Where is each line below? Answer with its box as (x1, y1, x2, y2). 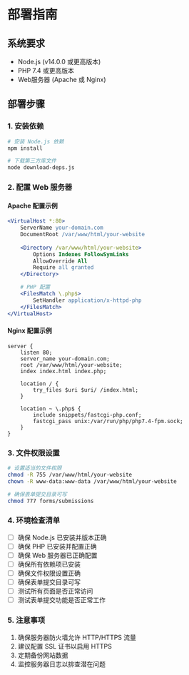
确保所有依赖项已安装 (17, 559, 81, 568)
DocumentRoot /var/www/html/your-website (20, 231, 145, 238)
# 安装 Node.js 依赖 (7, 138, 64, 145)
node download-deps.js (7, 164, 75, 171)
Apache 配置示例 (7, 201, 58, 210)
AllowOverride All (33, 258, 88, 265)
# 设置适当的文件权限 (7, 465, 62, 472)
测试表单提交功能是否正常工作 (17, 596, 106, 604)
